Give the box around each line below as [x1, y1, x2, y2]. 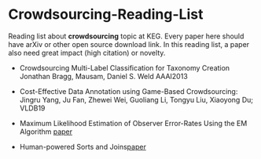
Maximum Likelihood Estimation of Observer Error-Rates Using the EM [19, 118, 248, 128]
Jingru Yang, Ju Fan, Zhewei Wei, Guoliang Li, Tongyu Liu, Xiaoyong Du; [19, 95, 254, 104]
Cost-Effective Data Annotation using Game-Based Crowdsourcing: [19, 86, 238, 96]
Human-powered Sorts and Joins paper [19, 142, 147, 151]
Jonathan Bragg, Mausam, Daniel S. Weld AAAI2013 [19, 71, 189, 81]
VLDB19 [19, 103, 46, 113]
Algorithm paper [19, 127, 73, 136]
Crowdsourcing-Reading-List [8, 5, 204, 23]
